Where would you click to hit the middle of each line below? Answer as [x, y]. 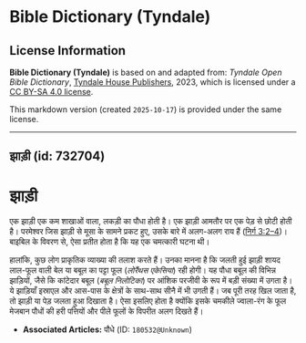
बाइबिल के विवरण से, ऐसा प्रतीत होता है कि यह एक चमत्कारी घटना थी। [110, 242]
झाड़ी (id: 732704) [57, 156]
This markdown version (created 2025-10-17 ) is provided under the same [146, 109]
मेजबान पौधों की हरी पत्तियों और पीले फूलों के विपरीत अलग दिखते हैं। [107, 311]
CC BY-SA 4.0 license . [51, 92]
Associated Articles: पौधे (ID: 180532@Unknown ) [107, 329]
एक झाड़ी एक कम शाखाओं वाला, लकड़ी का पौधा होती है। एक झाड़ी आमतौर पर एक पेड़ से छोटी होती [151, 222]
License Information [67, 51]
